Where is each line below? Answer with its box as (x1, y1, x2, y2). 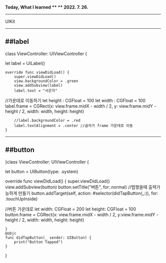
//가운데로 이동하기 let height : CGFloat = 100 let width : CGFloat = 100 (5, 97, 146, 103)
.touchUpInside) (5, 196, 38, 201)
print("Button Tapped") (14, 239, 63, 245)
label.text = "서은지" (14, 88, 58, 93)
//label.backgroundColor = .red (14, 118, 81, 123)
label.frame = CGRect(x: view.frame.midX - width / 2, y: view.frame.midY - (5, 103, 157, 109)
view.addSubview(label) (14, 83, 63, 88)
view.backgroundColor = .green (14, 78, 79, 83)
